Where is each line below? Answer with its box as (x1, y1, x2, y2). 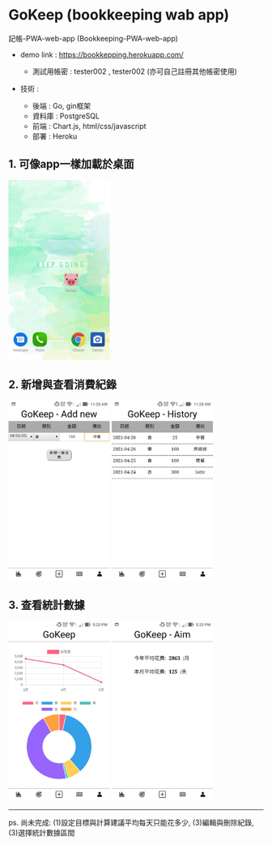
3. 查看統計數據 (8, 598, 85, 612)
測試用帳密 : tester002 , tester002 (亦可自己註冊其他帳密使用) (32, 66, 237, 76)
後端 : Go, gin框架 (32, 101, 91, 110)
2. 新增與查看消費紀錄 (8, 378, 117, 392)
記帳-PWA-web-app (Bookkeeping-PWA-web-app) (8, 33, 178, 43)
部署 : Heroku (32, 131, 78, 141)
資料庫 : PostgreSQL (32, 111, 100, 121)
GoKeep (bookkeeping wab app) (8, 6, 230, 24)
